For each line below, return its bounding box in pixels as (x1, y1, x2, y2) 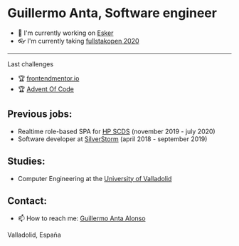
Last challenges (7, 59, 54, 68)
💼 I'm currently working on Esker (17, 29, 114, 37)
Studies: (7, 155, 46, 168)
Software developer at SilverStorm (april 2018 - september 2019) (17, 134, 208, 143)
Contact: (7, 195, 48, 207)
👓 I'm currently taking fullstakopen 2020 (17, 36, 140, 45)
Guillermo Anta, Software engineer (7, 5, 217, 21)
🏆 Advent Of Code (17, 84, 75, 93)
